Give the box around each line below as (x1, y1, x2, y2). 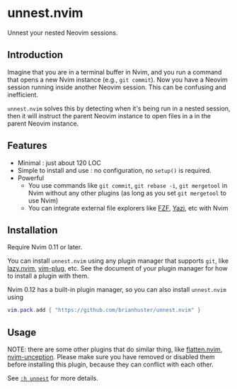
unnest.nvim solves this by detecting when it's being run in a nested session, (7, 104, 231, 113)
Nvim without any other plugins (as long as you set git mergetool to (28, 188, 226, 197)
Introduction (7, 49, 64, 61)
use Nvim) (28, 196, 59, 205)
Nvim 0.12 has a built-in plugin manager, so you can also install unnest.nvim (7, 286, 226, 294)
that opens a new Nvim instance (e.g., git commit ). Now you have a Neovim (7, 75, 228, 84)
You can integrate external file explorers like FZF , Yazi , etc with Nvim (28, 203, 229, 212)
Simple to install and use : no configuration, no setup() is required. (17, 166, 212, 174)
